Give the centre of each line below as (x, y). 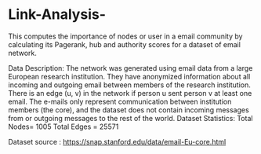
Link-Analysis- (57, 15)
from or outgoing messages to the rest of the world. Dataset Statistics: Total (130, 118)
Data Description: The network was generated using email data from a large (130, 68)
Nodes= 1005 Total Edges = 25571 (63, 126)
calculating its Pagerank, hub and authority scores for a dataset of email (125, 44)
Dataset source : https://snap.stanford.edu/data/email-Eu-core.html (117, 141)
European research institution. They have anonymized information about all (129, 76)
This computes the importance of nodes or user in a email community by (125, 36)
